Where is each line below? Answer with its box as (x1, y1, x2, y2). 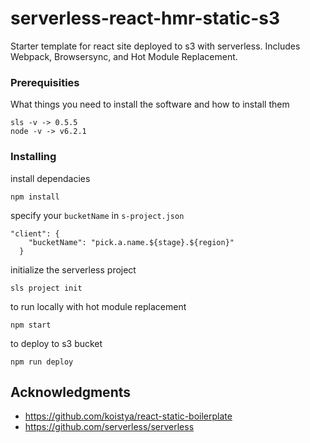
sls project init (10, 283, 83, 293)
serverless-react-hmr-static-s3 (10, 7, 280, 30)
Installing (10, 150, 57, 164)
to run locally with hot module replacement (10, 300, 187, 312)
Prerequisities (10, 75, 80, 89)
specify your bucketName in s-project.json (10, 209, 185, 221)
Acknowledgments (10, 383, 132, 401)
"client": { (10, 228, 60, 239)
